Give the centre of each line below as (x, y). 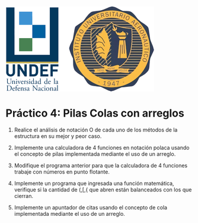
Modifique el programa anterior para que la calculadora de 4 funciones (101, 165)
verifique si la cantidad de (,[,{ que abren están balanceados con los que (103, 189)
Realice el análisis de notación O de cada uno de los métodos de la (96, 130)
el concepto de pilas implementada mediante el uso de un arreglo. (95, 154)
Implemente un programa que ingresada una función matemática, (94, 183)
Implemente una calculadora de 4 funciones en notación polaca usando (102, 147)
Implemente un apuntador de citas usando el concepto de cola (90, 207)
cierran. (24, 196)
